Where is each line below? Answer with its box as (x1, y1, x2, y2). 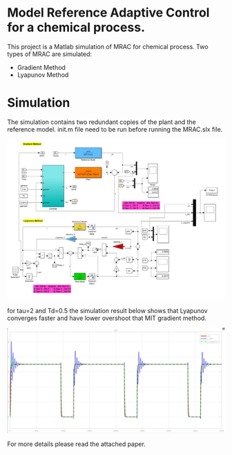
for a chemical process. (7, 19, 145, 35)
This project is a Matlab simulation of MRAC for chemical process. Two (7, 42, 209, 51)
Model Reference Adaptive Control (7, 5, 210, 21)
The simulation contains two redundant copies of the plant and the (7, 118, 197, 126)
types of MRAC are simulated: (7, 50, 93, 58)
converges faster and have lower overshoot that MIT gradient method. (7, 314, 207, 323)
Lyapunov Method (17, 71, 69, 79)
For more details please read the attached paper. (7, 440, 146, 448)
